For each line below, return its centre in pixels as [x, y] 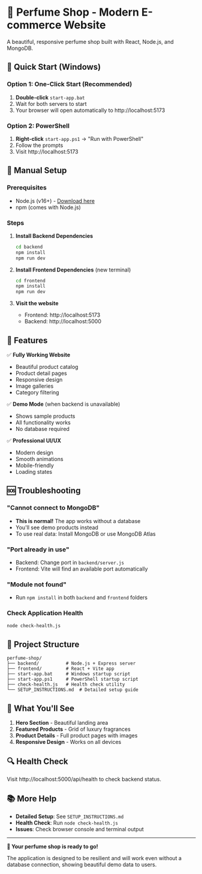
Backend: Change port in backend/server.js [70, 562]
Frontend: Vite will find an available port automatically [82, 569]
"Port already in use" [38, 549]
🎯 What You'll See [40, 708]
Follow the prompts [39, 145]
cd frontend [30, 280]
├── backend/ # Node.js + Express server [71, 664]
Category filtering [37, 392]
